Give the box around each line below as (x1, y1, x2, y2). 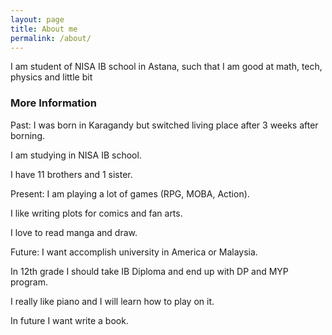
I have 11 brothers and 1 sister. (10, 168, 133, 180)
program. (10, 276, 49, 288)
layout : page (10, 14, 65, 25)
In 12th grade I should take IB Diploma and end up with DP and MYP (10, 265, 289, 277)
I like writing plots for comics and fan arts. (10, 207, 183, 219)
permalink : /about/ (10, 33, 92, 43)
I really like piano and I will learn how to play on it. (10, 295, 215, 307)
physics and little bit (10, 71, 93, 83)
